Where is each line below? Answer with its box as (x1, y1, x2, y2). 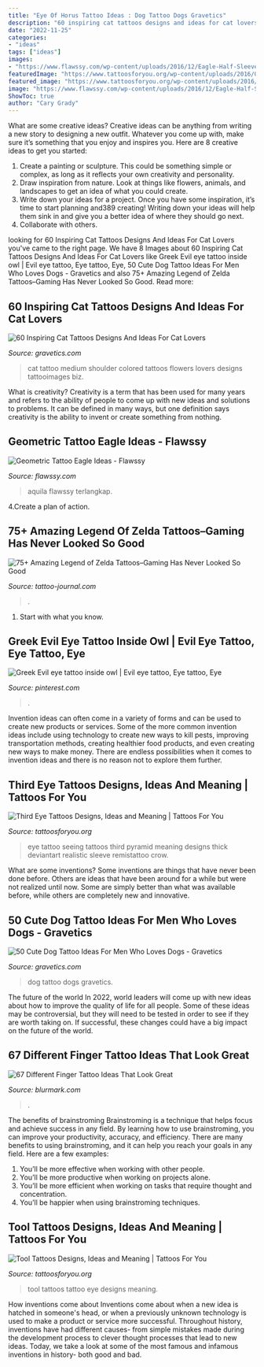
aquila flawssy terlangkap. (27, 486, 112, 496)
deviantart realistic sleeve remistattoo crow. (27, 850, 169, 860)
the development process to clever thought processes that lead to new (8, 1332, 237, 1343)
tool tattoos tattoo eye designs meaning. (27, 1284, 159, 1294)
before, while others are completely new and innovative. (8, 891, 190, 900)
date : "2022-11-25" (8, 26, 72, 34)
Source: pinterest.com (8, 683, 80, 693)
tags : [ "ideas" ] (8, 48, 61, 56)
